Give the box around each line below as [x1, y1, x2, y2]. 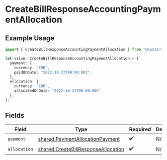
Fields [5, 111, 25, 120]
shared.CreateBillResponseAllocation [38, 146, 125, 153]
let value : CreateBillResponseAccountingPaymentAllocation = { [5, 56, 139, 61]
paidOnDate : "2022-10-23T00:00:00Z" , [14, 70, 92, 75]
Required [129, 126, 152, 133]
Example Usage [5, 34, 55, 42]
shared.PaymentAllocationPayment [38, 135, 120, 142]
